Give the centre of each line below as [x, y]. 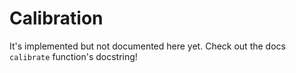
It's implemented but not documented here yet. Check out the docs [147, 46]
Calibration [56, 18]
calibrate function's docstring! [73, 56]
